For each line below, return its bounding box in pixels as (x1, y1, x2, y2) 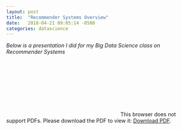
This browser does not (120, 111, 176, 118)
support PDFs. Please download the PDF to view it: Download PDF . (6, 117, 172, 125)
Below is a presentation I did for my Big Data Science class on (6, 42, 160, 49)
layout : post (6, 8, 39, 15)
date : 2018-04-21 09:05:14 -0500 (6, 20, 96, 26)
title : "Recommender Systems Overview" (6, 14, 109, 20)
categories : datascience (6, 25, 68, 32)
